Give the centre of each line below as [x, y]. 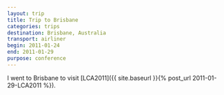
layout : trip [26, 13]
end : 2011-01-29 [30, 52]
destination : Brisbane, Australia [57, 33]
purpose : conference [37, 59]
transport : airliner [37, 39]
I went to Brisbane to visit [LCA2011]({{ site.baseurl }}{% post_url [99, 78]
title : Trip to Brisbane [43, 20]
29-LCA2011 [24, 85]
